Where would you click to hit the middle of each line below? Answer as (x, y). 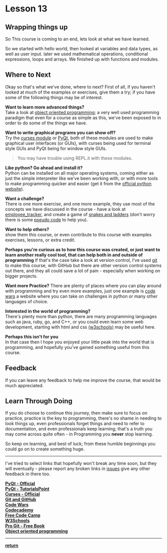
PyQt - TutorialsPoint (27, 489)
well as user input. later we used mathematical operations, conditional (77, 54)
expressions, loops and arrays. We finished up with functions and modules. (82, 59)
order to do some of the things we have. (46, 123)
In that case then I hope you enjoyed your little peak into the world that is (80, 342)
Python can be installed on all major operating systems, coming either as (80, 173)
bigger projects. (21, 276)
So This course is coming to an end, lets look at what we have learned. (78, 39)
